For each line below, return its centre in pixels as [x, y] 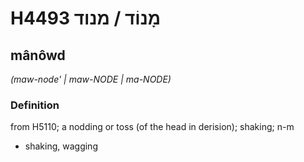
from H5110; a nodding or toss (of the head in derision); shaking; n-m [152, 127]
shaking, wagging [61, 146]
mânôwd [38, 55]
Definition [35, 105]
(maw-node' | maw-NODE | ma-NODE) [91, 79]
